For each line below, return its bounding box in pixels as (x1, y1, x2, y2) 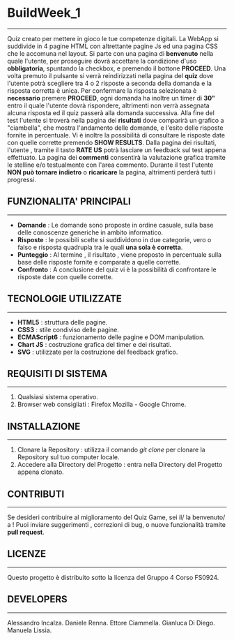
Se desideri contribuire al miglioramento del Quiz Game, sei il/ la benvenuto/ (7, 513, 226, 521)
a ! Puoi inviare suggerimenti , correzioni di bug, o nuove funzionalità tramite (7, 521, 226, 528)
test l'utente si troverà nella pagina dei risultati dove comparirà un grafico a (7, 116, 224, 124)
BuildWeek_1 (7, 5, 81, 21)
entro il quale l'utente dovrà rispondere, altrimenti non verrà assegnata (7, 101, 210, 110)
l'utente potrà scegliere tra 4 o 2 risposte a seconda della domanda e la (7, 79, 212, 87)
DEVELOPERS (7, 593, 68, 605)
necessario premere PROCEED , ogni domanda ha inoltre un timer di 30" (7, 94, 216, 102)
